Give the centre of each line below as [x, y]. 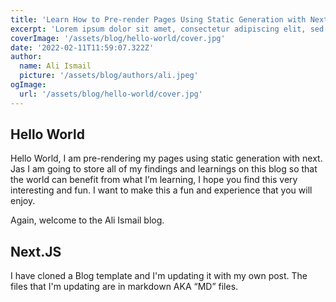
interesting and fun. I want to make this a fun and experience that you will [161, 190]
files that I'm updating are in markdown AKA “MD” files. [124, 287]
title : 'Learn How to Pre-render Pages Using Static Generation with [158, 19]
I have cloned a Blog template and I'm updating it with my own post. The [159, 276]
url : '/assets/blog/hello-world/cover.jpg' [111, 94]
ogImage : [28, 85]
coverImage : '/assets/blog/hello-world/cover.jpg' [118, 38]
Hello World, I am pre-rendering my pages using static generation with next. [166, 158]
